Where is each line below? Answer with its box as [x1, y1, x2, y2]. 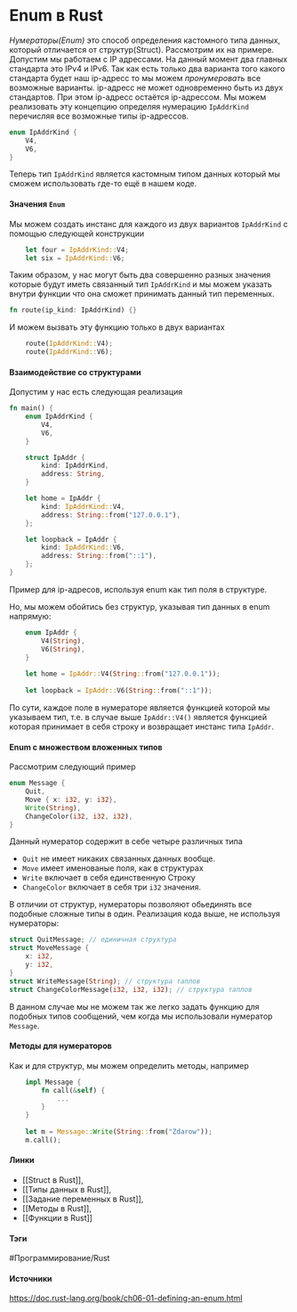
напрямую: [9, 611, 52, 621]
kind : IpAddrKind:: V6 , [41, 543, 125, 553]
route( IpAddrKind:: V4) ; [25, 340, 114, 348]
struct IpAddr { [25, 453, 86, 462]
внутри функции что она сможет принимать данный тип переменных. [9, 289, 275, 299]
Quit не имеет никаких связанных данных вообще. [21, 853, 216, 865]
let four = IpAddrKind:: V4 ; [25, 245, 129, 254]
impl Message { [25, 1078, 82, 1086]
